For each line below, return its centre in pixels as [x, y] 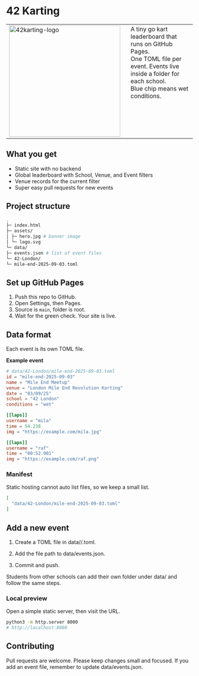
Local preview [27, 598]
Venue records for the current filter [57, 181]
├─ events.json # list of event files [54, 253]
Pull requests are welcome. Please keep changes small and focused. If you [97, 661]
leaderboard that [154, 36]
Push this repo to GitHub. [45, 297]
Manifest [19, 474]
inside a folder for [155, 74]
